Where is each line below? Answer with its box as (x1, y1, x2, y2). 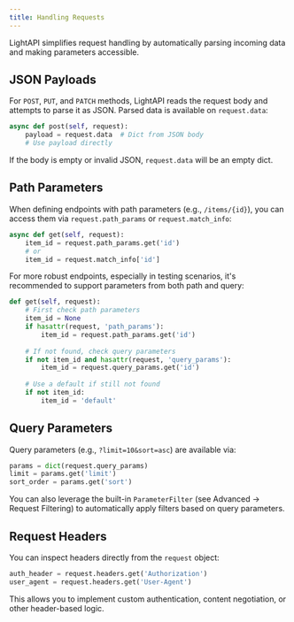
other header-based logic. (9, 603, 104, 613)
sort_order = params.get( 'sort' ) (9, 478, 133, 487)
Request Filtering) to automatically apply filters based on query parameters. (9, 503, 285, 514)
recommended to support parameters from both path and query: (9, 280, 245, 291)
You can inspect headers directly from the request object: (9, 552, 220, 563)
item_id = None (25, 314, 81, 323)
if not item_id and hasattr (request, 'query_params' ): (25, 355, 232, 364)
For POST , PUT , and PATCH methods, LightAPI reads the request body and (9, 96, 268, 106)
